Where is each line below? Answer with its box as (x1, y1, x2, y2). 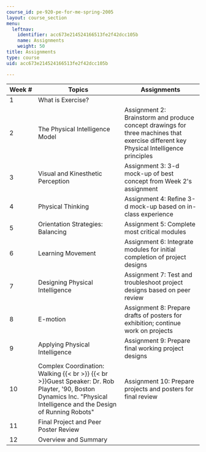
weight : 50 (17, 44, 45, 50)
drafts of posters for (124, 311, 182, 320)
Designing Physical (37, 278, 93, 286)
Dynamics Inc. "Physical (37, 392, 108, 400)
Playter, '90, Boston (37, 385, 95, 393)
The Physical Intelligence (37, 124, 110, 133)
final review (124, 392, 158, 400)
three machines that (124, 128, 182, 137)
